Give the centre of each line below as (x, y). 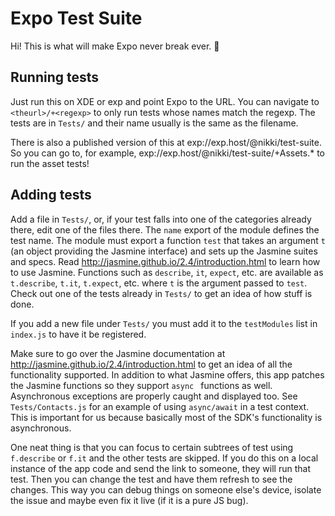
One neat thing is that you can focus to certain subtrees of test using (152, 447)
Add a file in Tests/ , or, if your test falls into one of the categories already (161, 219)
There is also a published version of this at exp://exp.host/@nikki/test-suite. (166, 142)
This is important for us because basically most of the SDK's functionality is (166, 417)
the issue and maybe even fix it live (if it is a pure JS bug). (129, 500)
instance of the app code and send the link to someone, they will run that (160, 468)
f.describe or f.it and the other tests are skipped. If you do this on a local (164, 458)
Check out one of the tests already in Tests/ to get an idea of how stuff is (161, 293)
